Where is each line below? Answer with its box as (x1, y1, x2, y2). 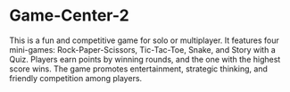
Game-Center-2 (9, 5, 129, 26)
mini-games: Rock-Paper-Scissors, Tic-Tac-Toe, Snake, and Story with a (9, 44, 277, 54)
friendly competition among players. (9, 72, 143, 83)
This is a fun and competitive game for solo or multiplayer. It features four (9, 35, 279, 46)
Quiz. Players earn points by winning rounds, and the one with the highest (9, 54, 281, 64)
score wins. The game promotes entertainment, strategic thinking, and (9, 63, 268, 74)
